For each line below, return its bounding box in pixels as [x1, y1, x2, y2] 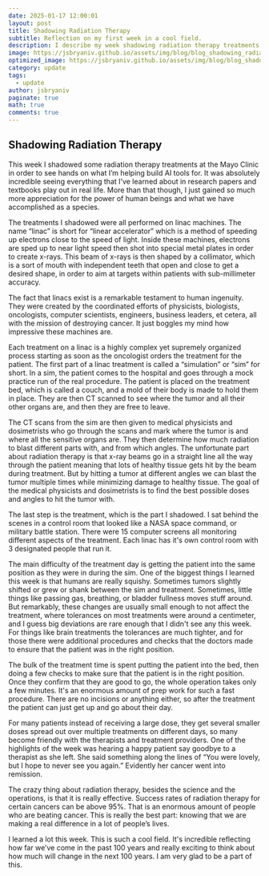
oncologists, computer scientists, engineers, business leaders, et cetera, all [8, 309, 258, 319]
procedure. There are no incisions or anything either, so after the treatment [8, 694, 255, 704]
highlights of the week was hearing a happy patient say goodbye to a [8, 743, 236, 753]
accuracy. [8, 277, 42, 287]
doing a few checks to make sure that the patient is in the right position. [8, 668, 245, 678]
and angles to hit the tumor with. [8, 494, 115, 503]
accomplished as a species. [8, 202, 100, 212]
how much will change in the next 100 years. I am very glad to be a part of [8, 851, 252, 861]
